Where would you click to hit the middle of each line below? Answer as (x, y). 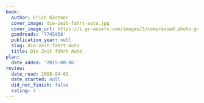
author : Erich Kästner (40, 18)
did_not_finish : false (40, 85)
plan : (12, 57)
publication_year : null (41, 40)
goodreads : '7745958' (39, 35)
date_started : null (36, 79)
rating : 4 (23, 91)
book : (12, 12)
